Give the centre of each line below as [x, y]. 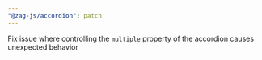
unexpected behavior [43, 47]
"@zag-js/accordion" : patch [55, 16]
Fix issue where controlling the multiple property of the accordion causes [131, 38]
